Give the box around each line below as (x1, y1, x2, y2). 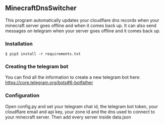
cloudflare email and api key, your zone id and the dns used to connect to (5, 109, 155, 115)
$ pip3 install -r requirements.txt (5, 52, 81, 57)
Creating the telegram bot (5, 63, 68, 70)
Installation (5, 40, 33, 47)
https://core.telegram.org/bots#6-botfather (5, 80, 93, 86)
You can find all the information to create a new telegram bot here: (5, 74, 141, 80)
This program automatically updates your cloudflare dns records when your (5, 17, 160, 23)
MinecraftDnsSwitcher (5, 4, 77, 12)
